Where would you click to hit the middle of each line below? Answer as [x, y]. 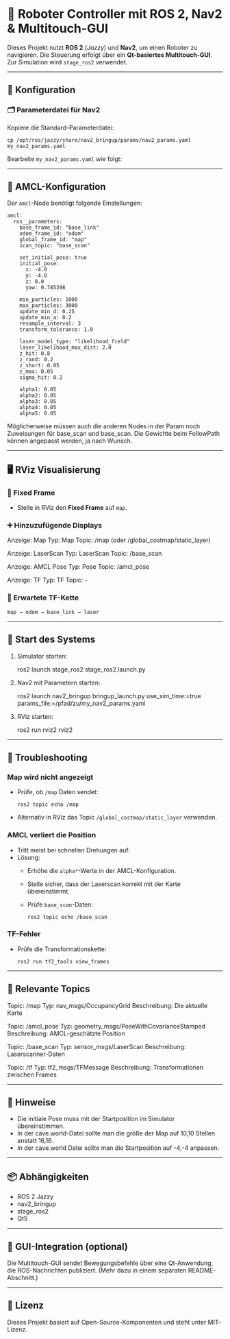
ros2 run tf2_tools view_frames [63, 961]
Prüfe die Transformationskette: [62, 949]
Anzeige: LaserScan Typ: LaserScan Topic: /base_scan [85, 554]
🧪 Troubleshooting [47, 758]
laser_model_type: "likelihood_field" [75, 342]
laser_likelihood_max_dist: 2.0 [65, 348]
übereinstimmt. [48, 891]
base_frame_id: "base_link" [59, 228]
